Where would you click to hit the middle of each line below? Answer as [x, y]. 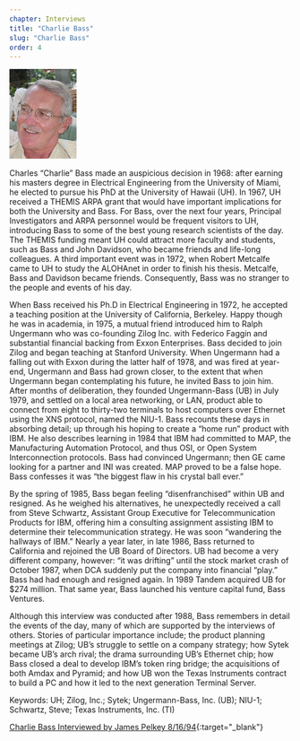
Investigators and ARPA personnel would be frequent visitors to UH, [134, 221]
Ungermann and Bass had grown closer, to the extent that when [145, 371]
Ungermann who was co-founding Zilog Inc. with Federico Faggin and [138, 334]
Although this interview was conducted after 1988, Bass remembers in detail [150, 616]
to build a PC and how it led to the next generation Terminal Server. [133, 683]
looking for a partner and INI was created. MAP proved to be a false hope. [146, 467]
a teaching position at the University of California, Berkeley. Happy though [146, 315]
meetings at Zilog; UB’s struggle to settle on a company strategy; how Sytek [149, 645]
